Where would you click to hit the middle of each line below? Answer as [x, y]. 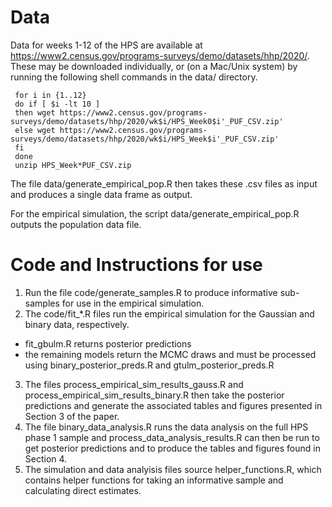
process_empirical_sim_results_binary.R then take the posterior [154, 395]
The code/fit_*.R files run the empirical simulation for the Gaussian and [169, 313]
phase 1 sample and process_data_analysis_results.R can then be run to [172, 437]
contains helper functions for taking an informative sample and [154, 480]
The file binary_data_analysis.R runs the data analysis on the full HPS [166, 427]
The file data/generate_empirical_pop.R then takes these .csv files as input [164, 183]
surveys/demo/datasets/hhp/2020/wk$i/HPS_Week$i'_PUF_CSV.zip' [145, 139]
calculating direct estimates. [83, 490]
